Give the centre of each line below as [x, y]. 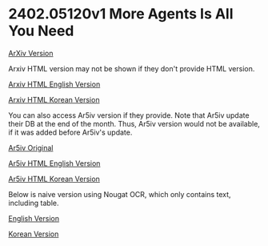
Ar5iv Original [31, 147]
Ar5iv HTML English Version [54, 163]
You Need [41, 31]
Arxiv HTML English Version [54, 84]
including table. [34, 203]
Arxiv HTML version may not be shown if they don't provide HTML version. [132, 68]
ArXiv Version [31, 53]
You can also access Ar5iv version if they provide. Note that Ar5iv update [129, 115]
